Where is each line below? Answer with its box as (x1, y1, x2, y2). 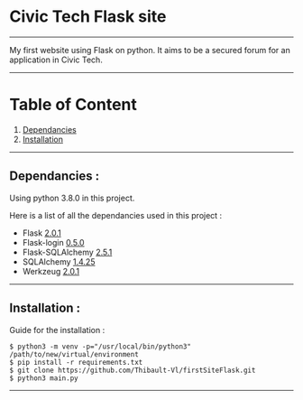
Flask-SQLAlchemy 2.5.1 (22, 247, 113, 257)
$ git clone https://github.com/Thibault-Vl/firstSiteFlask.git (9, 366, 256, 375)
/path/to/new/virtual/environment (9, 349, 140, 358)
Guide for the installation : (9, 324, 106, 335)
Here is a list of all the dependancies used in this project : (9, 209, 223, 220)
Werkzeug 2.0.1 (22, 265, 79, 276)
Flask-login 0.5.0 (22, 237, 85, 247)
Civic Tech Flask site (9, 6, 167, 27)
